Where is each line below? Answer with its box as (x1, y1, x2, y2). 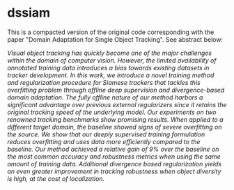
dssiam (7, 5, 51, 21)
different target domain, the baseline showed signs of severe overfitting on (7, 122, 222, 131)
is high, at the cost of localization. (7, 174, 105, 182)
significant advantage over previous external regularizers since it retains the (7, 100, 227, 109)
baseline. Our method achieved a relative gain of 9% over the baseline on (7, 145, 219, 153)
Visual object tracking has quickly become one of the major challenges (7, 49, 212, 57)
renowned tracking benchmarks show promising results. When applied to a (7, 115, 224, 123)
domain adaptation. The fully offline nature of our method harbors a (7, 93, 203, 102)
